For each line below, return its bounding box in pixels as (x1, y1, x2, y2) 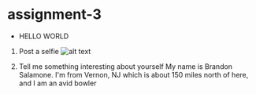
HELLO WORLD (18, 31, 69, 41)
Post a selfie (18, 46, 60, 56)
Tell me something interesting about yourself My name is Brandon (18, 61, 233, 71)
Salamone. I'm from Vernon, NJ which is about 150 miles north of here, (18, 70, 249, 79)
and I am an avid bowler (18, 78, 97, 88)
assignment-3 (7, 5, 102, 23)
